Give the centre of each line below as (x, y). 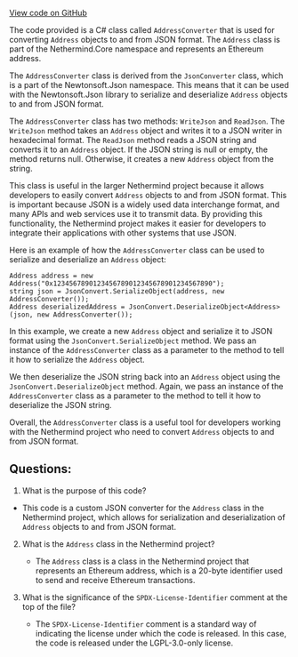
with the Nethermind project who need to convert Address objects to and (142, 432)
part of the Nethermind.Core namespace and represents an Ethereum (137, 49)
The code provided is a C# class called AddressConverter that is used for (142, 30)
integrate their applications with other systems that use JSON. (123, 233)
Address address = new (51, 276)
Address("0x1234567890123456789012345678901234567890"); (117, 284)
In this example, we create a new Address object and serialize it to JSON (141, 331)
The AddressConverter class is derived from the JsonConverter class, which (146, 76)
